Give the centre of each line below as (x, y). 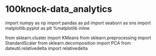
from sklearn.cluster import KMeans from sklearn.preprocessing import (78, 38)
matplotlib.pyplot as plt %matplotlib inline (47, 28)
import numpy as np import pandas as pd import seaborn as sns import (78, 23)
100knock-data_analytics (59, 9)
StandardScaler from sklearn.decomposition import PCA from (68, 43)
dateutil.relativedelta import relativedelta (46, 48)
